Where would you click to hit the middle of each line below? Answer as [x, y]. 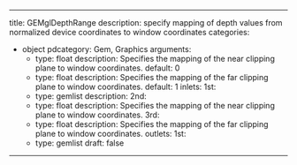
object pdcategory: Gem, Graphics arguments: [107, 49]
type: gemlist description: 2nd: [91, 96]
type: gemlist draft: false [80, 143]
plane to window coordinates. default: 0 [107, 68]
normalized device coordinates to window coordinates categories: [129, 32]
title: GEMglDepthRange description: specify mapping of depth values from [146, 22]
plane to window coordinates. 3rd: [97, 115]
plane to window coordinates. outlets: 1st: [110, 134]
